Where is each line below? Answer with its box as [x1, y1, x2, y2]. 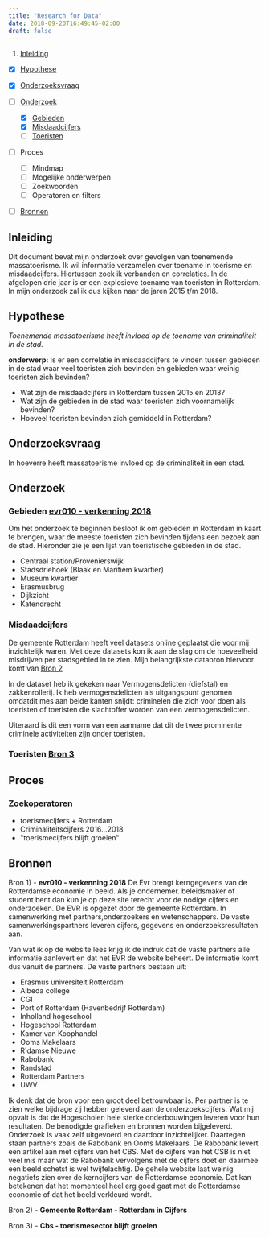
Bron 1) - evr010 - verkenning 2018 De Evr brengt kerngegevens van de [8, 877, 247, 887]
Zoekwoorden [31, 181, 79, 191]
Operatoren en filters [31, 191, 102, 200]
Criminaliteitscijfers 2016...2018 [19, 824, 124, 834]
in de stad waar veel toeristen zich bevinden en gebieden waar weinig [8, 363, 240, 373]
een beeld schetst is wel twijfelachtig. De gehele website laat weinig [8, 1164, 234, 1174]
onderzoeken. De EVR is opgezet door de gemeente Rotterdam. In [8, 903, 226, 913]
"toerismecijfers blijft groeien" [19, 833, 120, 843]
